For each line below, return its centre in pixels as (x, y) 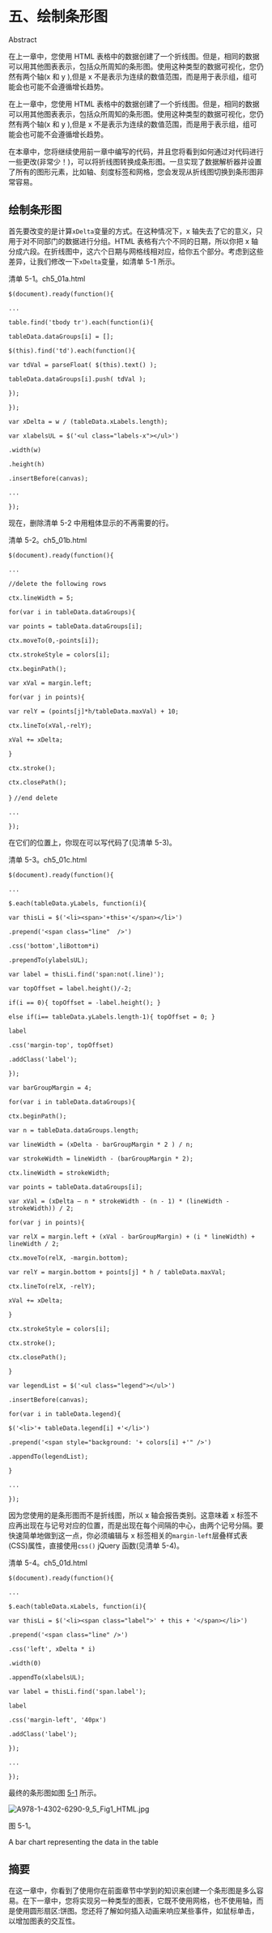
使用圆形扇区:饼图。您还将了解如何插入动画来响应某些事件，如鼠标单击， (137, 1910)
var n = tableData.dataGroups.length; (74, 1130)
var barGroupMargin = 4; (50, 1088)
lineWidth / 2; (34, 1244)
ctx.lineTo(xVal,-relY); (50, 725)
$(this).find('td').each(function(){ (72, 351)
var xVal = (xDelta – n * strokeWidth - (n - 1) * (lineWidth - (119, 1201)
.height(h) (27, 464)
